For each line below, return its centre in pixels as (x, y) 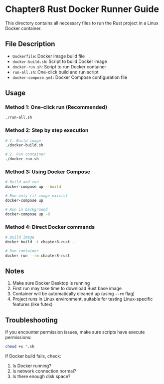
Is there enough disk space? (41, 376)
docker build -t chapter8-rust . (40, 242)
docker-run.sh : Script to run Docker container (59, 66)
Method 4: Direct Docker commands (50, 227)
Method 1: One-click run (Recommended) (56, 107)
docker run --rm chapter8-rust (38, 256)
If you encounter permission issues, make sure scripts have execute (75, 332)
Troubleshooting (32, 320)
